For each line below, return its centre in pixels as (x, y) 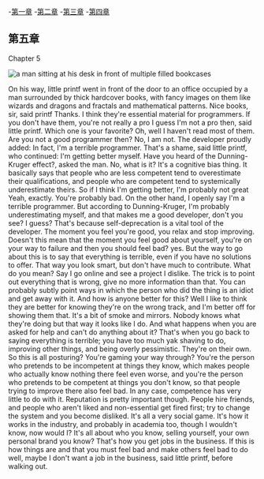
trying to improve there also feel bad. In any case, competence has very (125, 391)
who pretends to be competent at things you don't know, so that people (124, 382)
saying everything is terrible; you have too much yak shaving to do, (117, 340)
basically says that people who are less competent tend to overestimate (125, 173)
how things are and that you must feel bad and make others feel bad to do (128, 449)
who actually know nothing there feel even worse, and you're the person (126, 374)
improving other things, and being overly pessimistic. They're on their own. (130, 349)
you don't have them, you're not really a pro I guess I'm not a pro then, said (130, 122)
